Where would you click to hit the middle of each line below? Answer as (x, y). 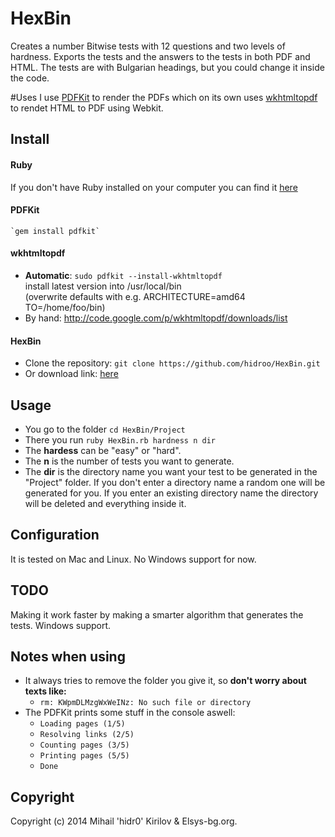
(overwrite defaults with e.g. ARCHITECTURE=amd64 (135, 296)
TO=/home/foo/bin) (65, 307)
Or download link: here (71, 374)
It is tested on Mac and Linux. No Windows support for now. (133, 559)
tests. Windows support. (61, 625)
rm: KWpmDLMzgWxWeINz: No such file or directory (145, 703)
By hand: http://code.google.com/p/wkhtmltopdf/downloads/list (156, 318)
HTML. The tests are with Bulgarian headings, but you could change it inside (167, 67)
